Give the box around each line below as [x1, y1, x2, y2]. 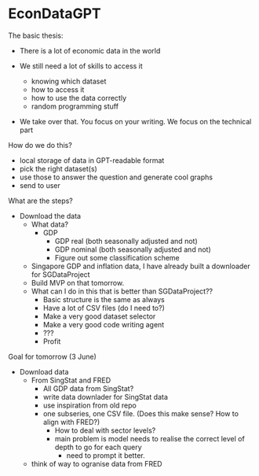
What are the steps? [8, 196, 73, 205]
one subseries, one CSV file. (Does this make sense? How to [42, 408, 239, 418]
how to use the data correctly [31, 93, 127, 102]
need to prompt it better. [66, 450, 145, 460]
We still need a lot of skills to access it [19, 61, 143, 71]
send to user [19, 180, 61, 190]
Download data [19, 367, 69, 376]
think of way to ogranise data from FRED [31, 459, 162, 468]
